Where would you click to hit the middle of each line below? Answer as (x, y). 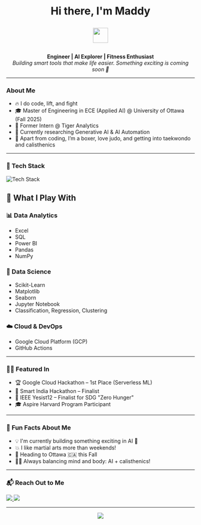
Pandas (24, 250)
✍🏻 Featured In (28, 369)
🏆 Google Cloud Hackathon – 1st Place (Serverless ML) (83, 383)
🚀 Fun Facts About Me (39, 428)
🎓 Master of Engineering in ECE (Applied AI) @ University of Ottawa (99, 111)
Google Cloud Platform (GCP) (51, 342)
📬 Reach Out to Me (35, 482)
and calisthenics (35, 145)
